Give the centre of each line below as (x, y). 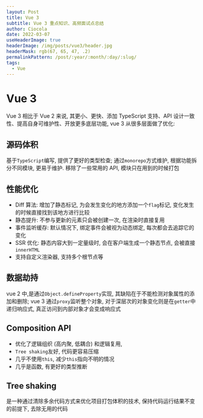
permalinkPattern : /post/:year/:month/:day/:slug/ (72, 57)
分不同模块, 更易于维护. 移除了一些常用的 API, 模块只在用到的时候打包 (93, 168)
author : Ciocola (27, 29)
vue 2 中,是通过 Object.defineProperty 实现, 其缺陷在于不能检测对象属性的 (98, 293)
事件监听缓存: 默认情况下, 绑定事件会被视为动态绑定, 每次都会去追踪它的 (105, 227)
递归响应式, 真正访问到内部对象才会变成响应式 (64, 309)
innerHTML (28, 250)
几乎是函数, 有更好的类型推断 (51, 366)
